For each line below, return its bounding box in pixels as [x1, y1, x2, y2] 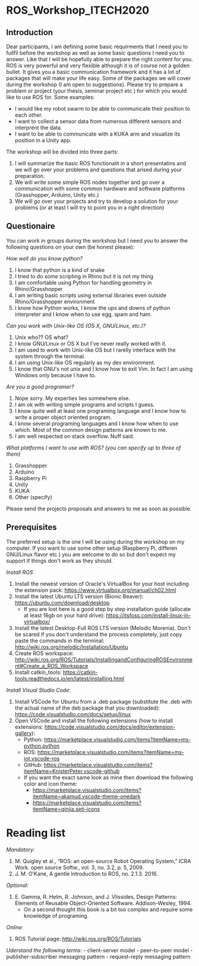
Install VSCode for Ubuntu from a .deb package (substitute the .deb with [14, 698, 192, 705]
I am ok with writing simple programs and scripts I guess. [14, 401, 155, 408]
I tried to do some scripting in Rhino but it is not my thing [14, 272, 153, 280]
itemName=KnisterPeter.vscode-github [23, 767, 120, 774]
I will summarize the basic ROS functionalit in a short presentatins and [14, 160, 186, 167]
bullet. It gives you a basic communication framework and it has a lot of [6, 68, 181, 75]
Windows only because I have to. [14, 371, 96, 378]
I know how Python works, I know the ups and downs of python [14, 304, 170, 311]
